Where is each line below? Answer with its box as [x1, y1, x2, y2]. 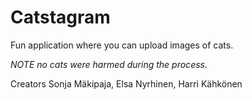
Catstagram [10, 6, 111, 29]
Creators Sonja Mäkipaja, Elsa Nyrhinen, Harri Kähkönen [10, 77, 243, 90]
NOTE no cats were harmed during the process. [10, 58, 208, 70]
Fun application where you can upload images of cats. [10, 39, 234, 51]
